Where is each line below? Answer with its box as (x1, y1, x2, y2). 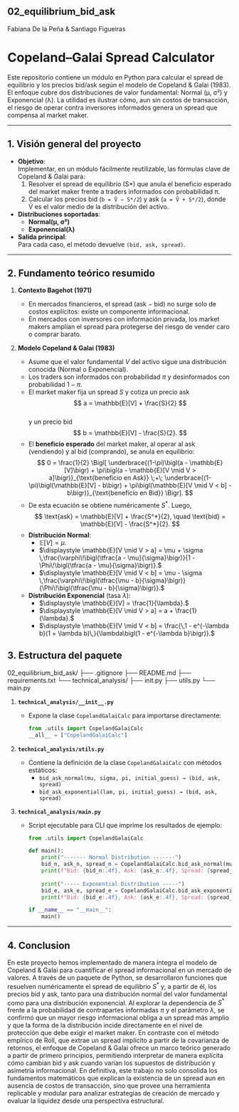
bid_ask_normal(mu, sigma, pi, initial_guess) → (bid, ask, (38, 774, 221, 781)
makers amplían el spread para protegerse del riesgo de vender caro (28, 323, 230, 331)
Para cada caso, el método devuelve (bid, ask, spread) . (17, 240, 186, 248)
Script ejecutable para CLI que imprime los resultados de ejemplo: (28, 820, 223, 829)
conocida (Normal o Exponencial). (28, 365, 129, 374)
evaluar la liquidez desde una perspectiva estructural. (7, 1096, 165, 1105)
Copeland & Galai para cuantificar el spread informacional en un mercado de (7, 966, 232, 975)
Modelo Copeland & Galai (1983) (17, 344, 115, 353)
